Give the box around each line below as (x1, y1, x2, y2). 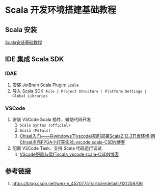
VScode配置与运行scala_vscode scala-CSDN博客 (19, 151, 119, 157)
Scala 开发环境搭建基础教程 (5, 4, 116, 16)
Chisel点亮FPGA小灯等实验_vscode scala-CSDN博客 (19, 139, 126, 145)
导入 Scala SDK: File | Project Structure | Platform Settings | (12, 88, 147, 94)
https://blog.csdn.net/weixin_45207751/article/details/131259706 (12, 180, 143, 186)
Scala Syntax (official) (19, 123, 71, 128)
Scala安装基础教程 (5, 40, 43, 45)
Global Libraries (12, 94, 48, 98)
